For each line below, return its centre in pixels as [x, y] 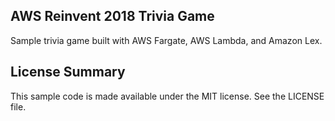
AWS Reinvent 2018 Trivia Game [112, 16]
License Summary [68, 72]
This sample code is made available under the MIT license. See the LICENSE [167, 96]
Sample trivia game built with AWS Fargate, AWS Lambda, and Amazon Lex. [166, 40]
